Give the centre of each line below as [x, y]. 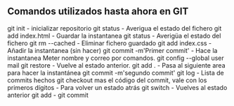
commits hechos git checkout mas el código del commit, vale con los [107, 80]
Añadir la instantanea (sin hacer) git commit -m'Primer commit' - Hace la [112, 50]
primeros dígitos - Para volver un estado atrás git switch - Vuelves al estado [117, 87]
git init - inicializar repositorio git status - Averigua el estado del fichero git [115, 28]
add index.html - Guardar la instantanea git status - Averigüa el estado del [114, 36]
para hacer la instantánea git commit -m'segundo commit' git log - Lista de [116, 73]
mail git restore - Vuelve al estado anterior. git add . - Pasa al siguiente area [117, 65]
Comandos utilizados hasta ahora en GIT [98, 12]
